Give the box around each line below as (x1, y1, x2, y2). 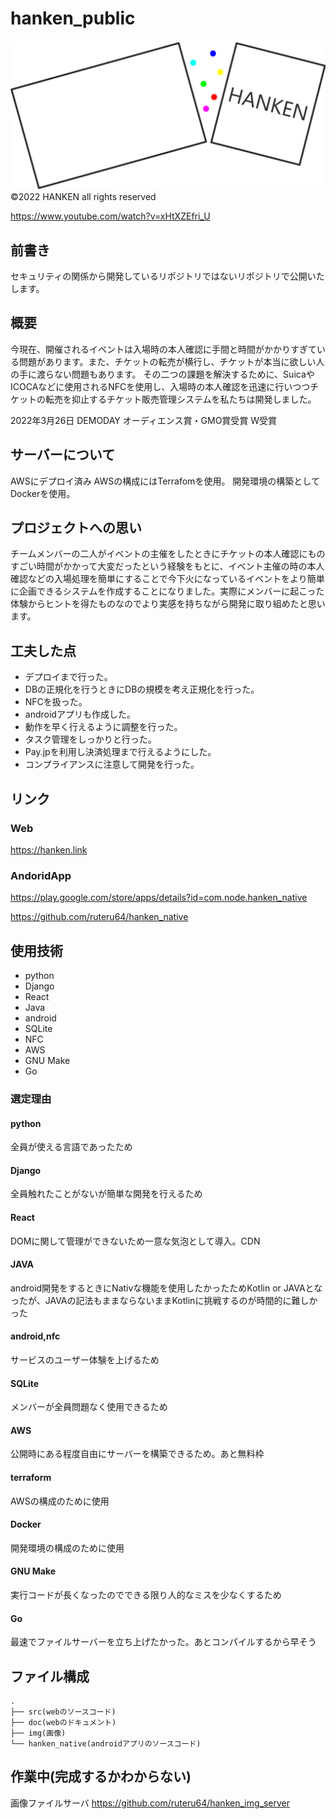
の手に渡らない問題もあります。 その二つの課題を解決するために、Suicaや (10, 368, 315, 380)
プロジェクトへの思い (10, 519, 142, 536)
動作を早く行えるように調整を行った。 (24, 721, 183, 733)
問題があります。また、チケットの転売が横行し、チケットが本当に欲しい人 (18, 355, 325, 367)
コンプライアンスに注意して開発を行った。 (24, 758, 200, 771)
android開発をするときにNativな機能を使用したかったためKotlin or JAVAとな (10, 1282, 323, 1294)
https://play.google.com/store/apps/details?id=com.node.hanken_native (10, 892, 308, 904)
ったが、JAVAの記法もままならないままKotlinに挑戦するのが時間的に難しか (10, 1294, 318, 1306)
